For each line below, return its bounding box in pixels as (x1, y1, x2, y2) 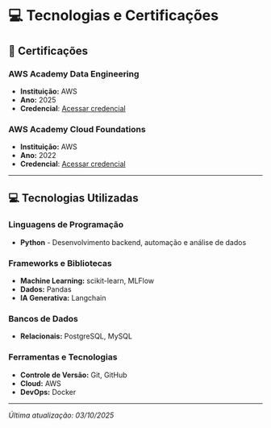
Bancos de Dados (8, 314, 78, 325)
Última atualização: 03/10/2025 (8, 410, 115, 420)
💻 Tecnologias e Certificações (8, 6, 219, 25)
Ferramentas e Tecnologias (8, 351, 118, 363)
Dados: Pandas (19, 285, 72, 294)
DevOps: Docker (19, 387, 77, 397)
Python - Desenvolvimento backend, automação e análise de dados (19, 237, 247, 247)
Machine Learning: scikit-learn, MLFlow (19, 276, 155, 286)
